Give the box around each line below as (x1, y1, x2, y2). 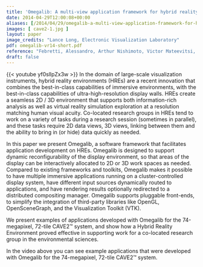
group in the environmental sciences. (6, 236, 98, 243)
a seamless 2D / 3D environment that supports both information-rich (6, 96, 177, 104)
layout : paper (6, 31, 42, 38)
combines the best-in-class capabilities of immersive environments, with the (6, 83, 196, 91)
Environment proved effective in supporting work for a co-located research (6, 229, 193, 236)
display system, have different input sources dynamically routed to (6, 179, 172, 186)
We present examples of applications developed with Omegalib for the (6, 216, 181, 223)
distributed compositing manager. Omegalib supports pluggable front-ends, (6, 191, 195, 199)
